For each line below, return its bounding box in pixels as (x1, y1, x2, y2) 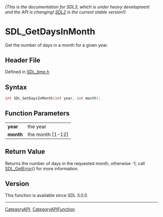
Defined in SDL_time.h (5, 69, 49, 75)
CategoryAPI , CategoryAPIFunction (5, 206, 75, 212)
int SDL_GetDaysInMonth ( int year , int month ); (5, 96, 101, 101)
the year (27, 123, 47, 130)
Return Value (5, 148, 45, 156)
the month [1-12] (27, 131, 69, 138)
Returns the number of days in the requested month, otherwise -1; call (5, 160, 145, 166)
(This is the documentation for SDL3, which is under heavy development (5, 4, 150, 10)
